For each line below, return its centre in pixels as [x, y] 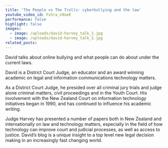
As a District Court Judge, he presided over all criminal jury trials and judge [83, 87]
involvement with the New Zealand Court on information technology [76, 98]
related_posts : [21, 43]
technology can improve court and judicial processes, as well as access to [83, 129]
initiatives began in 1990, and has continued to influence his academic [78, 104]
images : [13, 29]
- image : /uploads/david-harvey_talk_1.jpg [56, 33]
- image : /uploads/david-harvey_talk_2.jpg [56, 38]
